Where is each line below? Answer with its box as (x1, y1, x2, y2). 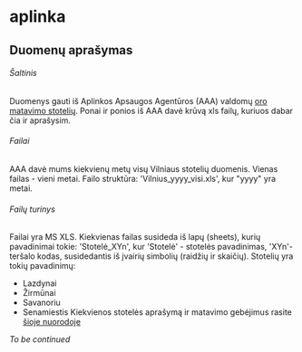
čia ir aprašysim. (9, 115, 71, 126)
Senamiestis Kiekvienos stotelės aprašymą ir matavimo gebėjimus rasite (22, 307, 292, 318)
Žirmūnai (22, 288, 56, 299)
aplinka (9, 6, 66, 27)
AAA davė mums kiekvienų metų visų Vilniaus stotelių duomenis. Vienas (9, 163, 278, 174)
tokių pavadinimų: (9, 261, 76, 271)
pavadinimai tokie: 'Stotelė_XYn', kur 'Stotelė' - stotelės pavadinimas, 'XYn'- (9, 242, 293, 252)
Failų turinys (9, 204, 56, 214)
